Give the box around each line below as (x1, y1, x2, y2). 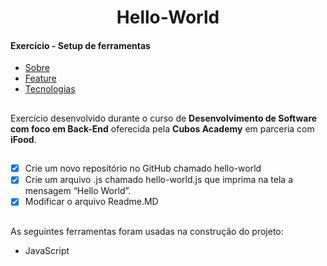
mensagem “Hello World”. (24, 185, 132, 197)
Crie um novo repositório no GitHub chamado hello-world (24, 162, 262, 175)
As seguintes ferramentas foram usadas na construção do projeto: (10, 225, 284, 237)
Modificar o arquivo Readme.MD (24, 196, 159, 208)
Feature (24, 72, 57, 85)
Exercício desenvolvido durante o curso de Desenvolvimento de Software (10, 112, 318, 124)
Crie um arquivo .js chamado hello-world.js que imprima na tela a (24, 174, 293, 186)
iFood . (10, 133, 37, 145)
